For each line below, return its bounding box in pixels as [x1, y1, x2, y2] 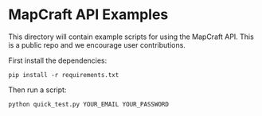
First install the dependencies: [8, 56, 108, 65]
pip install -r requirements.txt [8, 71, 119, 79]
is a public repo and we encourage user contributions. [8, 40, 186, 49]
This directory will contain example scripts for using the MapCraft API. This [8, 32, 255, 41]
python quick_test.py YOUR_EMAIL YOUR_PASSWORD [8, 100, 170, 108]
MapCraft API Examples [8, 6, 169, 24]
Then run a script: [8, 85, 67, 95]
